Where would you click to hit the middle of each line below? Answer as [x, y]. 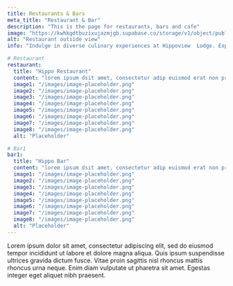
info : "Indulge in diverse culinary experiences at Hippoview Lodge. [111, 46]
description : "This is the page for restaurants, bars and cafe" [103, 26]
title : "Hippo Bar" [42, 161]
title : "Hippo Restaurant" [52, 71]
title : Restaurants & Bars [46, 14]
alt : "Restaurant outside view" [54, 40]
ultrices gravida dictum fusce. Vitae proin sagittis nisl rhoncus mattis [105, 260]
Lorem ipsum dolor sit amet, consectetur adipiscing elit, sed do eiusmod [110, 245]
